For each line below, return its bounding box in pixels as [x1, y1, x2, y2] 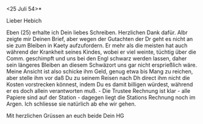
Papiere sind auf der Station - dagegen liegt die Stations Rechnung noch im [6, 94, 196, 101]
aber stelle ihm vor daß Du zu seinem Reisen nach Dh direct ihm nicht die [6, 75, 190, 81]
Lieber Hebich [6, 17, 42, 24]
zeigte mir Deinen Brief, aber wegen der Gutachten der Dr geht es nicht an [6, 35, 193, 42]
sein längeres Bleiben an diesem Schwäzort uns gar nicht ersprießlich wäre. [6, 61, 197, 68]
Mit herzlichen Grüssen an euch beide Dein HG [6, 112, 124, 119]
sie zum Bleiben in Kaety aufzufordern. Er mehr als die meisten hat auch [6, 42, 188, 49]
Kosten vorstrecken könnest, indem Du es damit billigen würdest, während [6, 81, 193, 88]
